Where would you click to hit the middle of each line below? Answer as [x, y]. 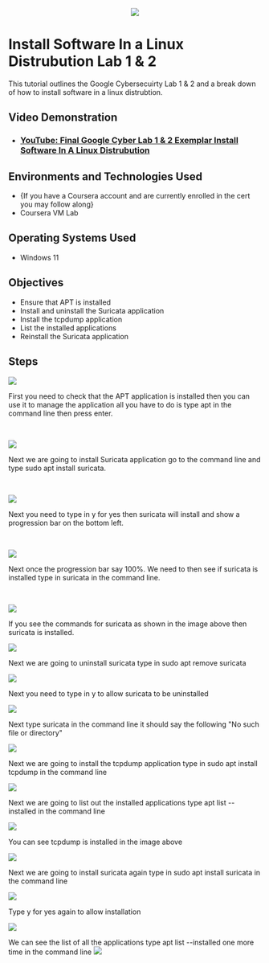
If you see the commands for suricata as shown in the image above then [128, 624]
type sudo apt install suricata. [57, 468]
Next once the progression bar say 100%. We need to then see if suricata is [133, 569]
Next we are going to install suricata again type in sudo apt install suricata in [134, 872]
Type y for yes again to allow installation [75, 912]
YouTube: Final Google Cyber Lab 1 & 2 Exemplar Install [129, 141]
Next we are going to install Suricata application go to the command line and [134, 459]
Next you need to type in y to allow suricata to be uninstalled [108, 693]
